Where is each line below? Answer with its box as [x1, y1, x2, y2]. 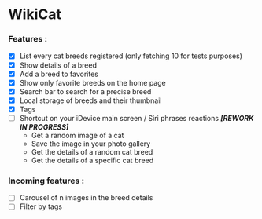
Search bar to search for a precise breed [19, 86, 152, 96]
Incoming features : [8, 175, 85, 186]
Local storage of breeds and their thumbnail [19, 96, 162, 105]
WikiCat [8, 5, 61, 24]
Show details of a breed [19, 60, 97, 70]
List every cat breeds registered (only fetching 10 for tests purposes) [19, 51, 242, 60]
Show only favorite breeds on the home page [19, 78, 167, 87]
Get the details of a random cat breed [31, 147, 153, 156]
